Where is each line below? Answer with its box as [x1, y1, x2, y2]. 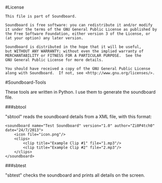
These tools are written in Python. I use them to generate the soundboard [5, 89, 156, 95]
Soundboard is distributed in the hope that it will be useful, [5, 44, 142, 49]
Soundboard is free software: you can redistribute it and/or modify [5, 22, 153, 27]
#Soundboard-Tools [5, 79, 46, 85]
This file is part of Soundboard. [5, 14, 77, 19]
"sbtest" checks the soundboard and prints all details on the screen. [5, 172, 145, 178]
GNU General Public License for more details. [5, 57, 104, 62]
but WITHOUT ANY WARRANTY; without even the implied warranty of [5, 49, 144, 54]
